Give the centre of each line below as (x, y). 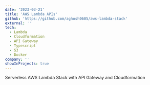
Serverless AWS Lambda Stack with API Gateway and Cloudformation (75, 78)
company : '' (17, 59)
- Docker (18, 55)
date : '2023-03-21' (25, 9)
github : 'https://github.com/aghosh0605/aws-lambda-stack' (66, 18)
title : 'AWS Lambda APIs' (31, 14)
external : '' (18, 23)
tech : (11, 28)
